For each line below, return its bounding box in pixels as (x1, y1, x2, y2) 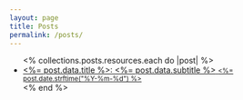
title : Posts (9, 22, 59, 31)
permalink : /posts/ (9, 30, 84, 39)
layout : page (9, 13, 59, 23)
